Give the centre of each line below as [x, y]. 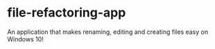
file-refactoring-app [67, 13]
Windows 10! [25, 39]
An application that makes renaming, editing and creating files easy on [108, 32]
